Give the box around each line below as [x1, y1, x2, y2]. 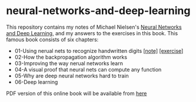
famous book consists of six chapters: [6, 36, 99, 43]
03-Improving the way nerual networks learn [14, 60, 124, 67]
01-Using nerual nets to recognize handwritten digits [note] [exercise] [14, 47, 184, 54]
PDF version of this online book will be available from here [6, 90, 147, 97]
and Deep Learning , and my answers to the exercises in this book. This [6, 29, 178, 36]
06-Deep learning [14, 78, 58, 86]
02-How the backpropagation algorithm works [14, 53, 128, 60]
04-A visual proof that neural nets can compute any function [14, 66, 162, 73]
